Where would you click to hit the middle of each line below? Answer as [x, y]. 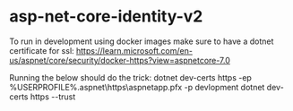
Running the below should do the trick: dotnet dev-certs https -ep [131, 77]
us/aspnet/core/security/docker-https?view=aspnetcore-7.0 [120, 60]
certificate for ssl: [42, 50]
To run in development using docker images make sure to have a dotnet [142, 41]
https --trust [53, 97]
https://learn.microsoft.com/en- [134, 50]
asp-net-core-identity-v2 [106, 17]
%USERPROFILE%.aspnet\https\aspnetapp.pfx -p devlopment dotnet [137, 87]
